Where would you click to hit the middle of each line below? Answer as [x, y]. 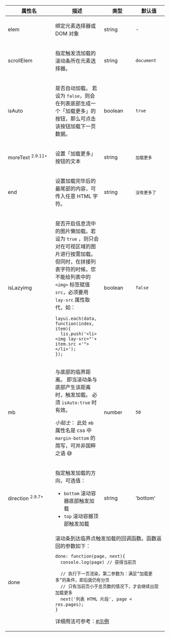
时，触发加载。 [73, 395]
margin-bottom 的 [75, 438]
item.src [66, 344]
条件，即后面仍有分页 [88, 580]
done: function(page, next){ [90, 556]
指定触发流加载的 [76, 53]
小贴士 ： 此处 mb [74, 423]
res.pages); [70, 604]
